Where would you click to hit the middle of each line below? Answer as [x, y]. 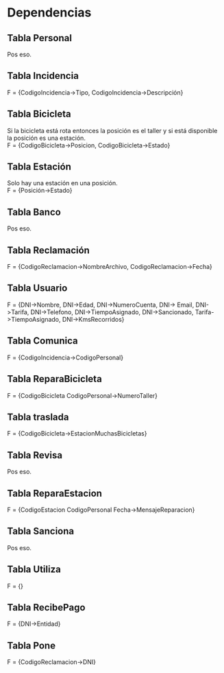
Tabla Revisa [35, 455]
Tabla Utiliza [34, 570]
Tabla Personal [39, 38]
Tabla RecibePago [46, 607]
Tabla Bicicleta [39, 114]
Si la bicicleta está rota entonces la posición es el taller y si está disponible [112, 130]
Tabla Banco [34, 212]
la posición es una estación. [46, 138]
